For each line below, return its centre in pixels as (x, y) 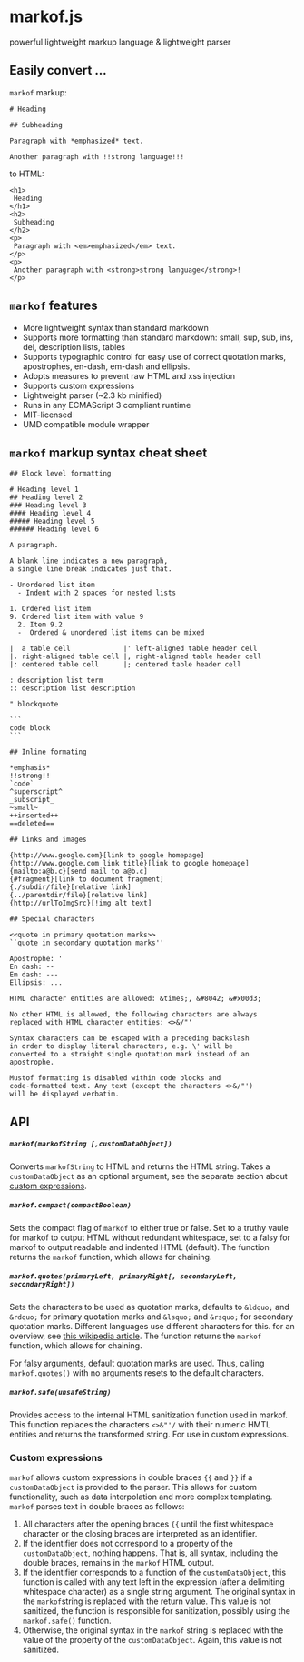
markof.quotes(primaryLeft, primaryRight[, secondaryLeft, (123, 1277)
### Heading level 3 (49, 506)
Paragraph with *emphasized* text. (77, 141)
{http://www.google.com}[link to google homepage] (107, 856)
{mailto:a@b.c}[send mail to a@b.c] (78, 871)
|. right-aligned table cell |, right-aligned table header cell (135, 656)
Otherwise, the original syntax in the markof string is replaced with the (153, 1630)
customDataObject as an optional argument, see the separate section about (148, 1176)
